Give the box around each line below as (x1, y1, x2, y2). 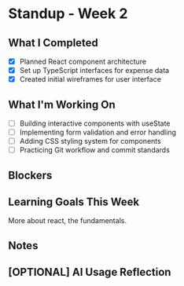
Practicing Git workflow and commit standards (19, 145, 171, 155)
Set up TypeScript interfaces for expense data (19, 66, 170, 75)
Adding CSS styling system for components (19, 137, 161, 146)
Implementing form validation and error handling (19, 127, 177, 137)
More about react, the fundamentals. (8, 216, 127, 225)
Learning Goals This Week (8, 196, 140, 209)
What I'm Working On (8, 97, 116, 111)
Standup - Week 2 (8, 5, 128, 23)
